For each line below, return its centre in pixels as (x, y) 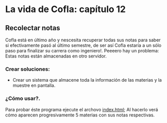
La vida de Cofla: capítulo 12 (66, 9)
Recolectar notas (33, 28)
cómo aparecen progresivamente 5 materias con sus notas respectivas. (80, 115)
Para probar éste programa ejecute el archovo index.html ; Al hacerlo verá (82, 109)
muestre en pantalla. (34, 85)
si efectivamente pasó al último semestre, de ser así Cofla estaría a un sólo (83, 45)
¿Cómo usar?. (23, 98)
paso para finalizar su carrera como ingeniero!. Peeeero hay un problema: (82, 51)
